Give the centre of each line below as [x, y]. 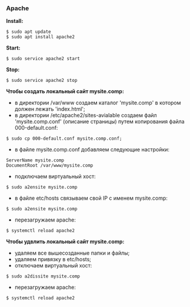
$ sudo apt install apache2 [41, 37]
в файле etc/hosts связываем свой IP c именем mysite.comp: [91, 198]
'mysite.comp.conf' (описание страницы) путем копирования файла [99, 121]
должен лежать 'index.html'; [50, 109]
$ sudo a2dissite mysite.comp [43, 276]
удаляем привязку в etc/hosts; [53, 259]
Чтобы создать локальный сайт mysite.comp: [65, 91]
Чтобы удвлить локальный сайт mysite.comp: [65, 242]
